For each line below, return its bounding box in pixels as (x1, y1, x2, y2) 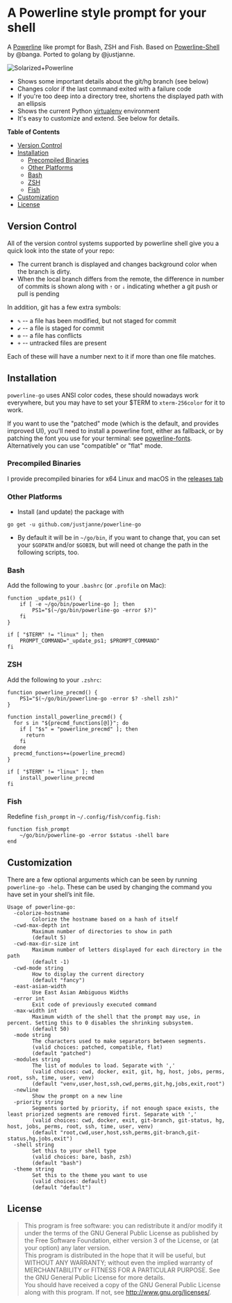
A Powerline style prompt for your (7, 5, 207, 21)
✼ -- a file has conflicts (17, 331, 82, 339)
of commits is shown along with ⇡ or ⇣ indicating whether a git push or (17, 282, 218, 290)
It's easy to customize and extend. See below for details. (17, 114, 180, 123)
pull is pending (17, 289, 60, 297)
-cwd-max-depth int (13, 921, 70, 929)
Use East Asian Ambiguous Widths (32, 989, 129, 996)
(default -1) (32, 958, 70, 965)
